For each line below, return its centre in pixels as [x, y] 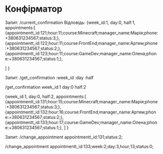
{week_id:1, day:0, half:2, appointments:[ [46, 96]
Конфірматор [34, 9]
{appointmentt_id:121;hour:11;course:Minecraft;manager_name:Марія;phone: [81, 33]
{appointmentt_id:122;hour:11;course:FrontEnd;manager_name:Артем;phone [81, 43]
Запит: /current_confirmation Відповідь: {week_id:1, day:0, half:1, [70, 22]
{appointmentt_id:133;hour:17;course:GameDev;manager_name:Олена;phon [81, 122]
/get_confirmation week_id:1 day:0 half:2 [46, 87]
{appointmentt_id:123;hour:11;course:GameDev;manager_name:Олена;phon [81, 53]
